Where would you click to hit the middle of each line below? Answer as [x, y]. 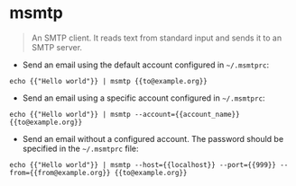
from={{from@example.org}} [60, 173]
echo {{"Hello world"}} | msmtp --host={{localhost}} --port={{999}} [143, 164]
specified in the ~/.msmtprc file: [80, 148]
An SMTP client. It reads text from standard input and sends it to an [157, 38]
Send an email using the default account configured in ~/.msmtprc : [145, 65]
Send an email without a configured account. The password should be [153, 138]
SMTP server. [57, 47]
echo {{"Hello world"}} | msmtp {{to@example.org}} [108, 81]
